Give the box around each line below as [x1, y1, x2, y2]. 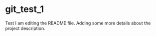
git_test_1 [5, 3, 44, 15]
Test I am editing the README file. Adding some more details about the [5, 20, 151, 26]
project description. [5, 25, 46, 31]
